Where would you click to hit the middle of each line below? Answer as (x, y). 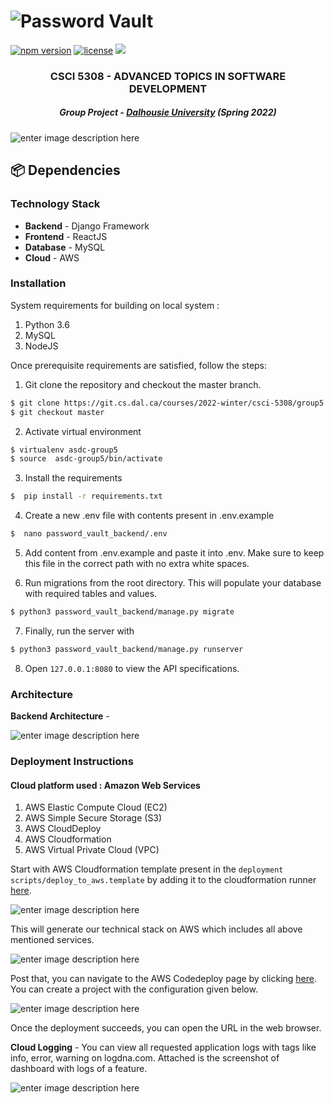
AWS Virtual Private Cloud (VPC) (92, 850)
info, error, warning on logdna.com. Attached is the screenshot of (145, 1058)
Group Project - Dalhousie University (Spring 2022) (168, 112)
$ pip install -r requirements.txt (86, 496)
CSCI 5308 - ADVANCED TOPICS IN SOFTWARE (168, 76)
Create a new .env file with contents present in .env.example (149, 516)
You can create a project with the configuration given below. (134, 989)
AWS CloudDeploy (63, 829)
